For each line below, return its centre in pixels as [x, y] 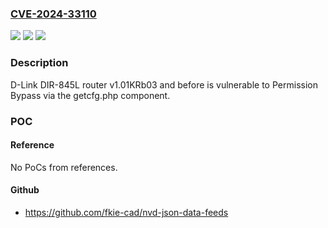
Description [39, 63]
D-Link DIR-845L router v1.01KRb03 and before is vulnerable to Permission [164, 84]
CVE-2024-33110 [53, 14]
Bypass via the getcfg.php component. [90, 95]
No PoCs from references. [64, 167]
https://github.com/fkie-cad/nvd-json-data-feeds [126, 212]
